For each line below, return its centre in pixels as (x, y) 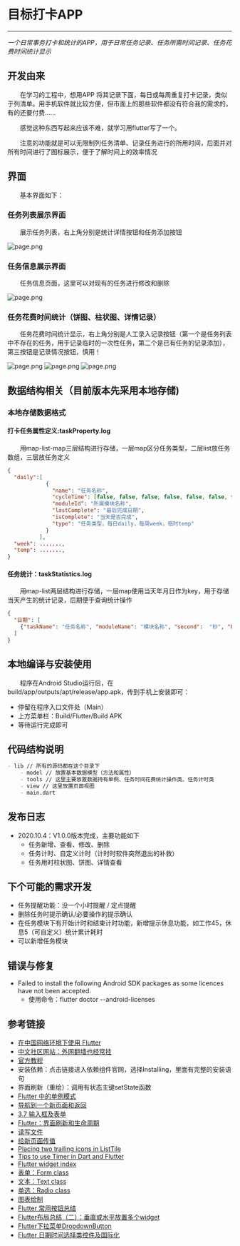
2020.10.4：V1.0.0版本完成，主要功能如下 (79, 835)
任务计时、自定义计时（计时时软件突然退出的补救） (103, 853)
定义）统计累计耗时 (75, 932)
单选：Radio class (44, 1190)
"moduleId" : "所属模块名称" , (92, 504)
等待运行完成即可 (43, 725)
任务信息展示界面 (37, 266)
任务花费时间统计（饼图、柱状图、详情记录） (84, 317)
